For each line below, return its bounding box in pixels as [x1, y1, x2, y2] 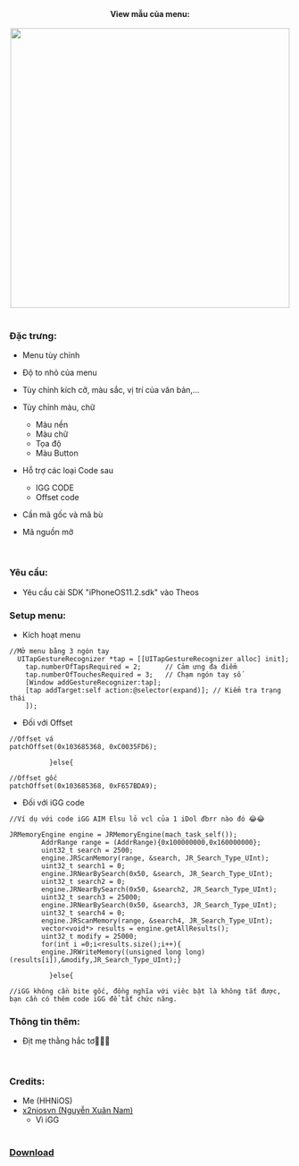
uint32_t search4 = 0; [41, 908, 126, 917]
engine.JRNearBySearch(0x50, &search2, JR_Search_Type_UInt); [41, 885, 278, 894]
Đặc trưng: [9, 329, 57, 342]
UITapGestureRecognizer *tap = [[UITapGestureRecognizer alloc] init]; [17, 654, 290, 663]
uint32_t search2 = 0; [41, 877, 126, 886]
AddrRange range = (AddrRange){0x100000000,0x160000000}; [41, 838, 262, 847]
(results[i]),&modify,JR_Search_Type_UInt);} [9, 955, 181, 965]
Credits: [9, 1076, 46, 1088]
